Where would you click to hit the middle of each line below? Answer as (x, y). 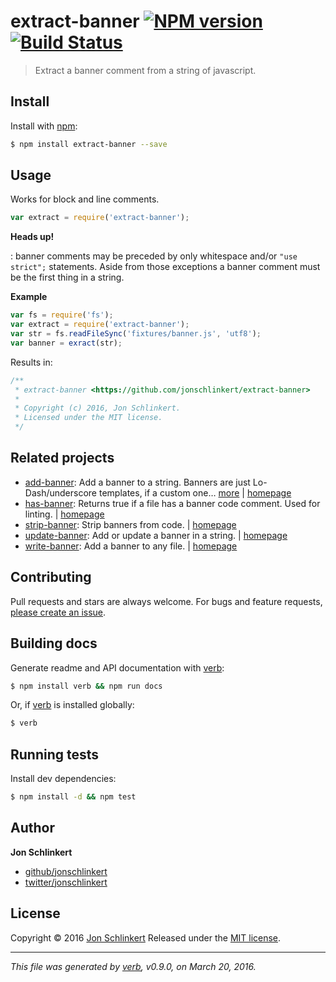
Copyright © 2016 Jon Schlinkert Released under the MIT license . (146, 937)
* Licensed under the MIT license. (88, 418)
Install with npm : (44, 126)
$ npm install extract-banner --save (89, 144)
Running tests (55, 754)
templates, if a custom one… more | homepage (195, 492)
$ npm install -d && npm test (73, 797)
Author (32, 828)
